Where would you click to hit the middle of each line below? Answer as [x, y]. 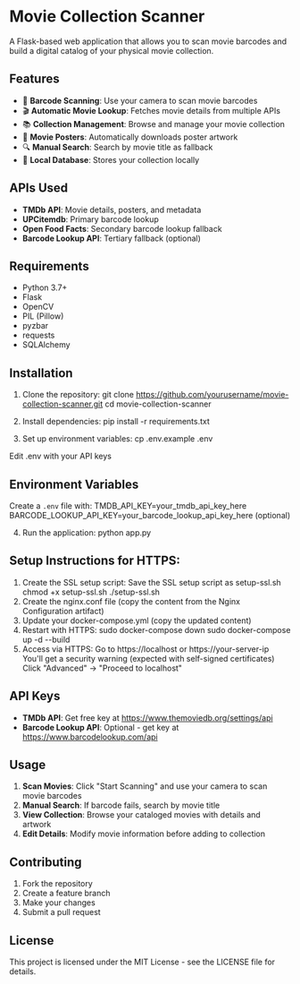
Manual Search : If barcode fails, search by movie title [121, 805]
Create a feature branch [66, 894]
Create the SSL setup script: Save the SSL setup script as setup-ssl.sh [151, 582]
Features [34, 79]
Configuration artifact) [63, 611]
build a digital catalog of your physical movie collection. [112, 50]
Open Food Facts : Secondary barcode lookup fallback [122, 228]
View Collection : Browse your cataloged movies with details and [141, 815]
